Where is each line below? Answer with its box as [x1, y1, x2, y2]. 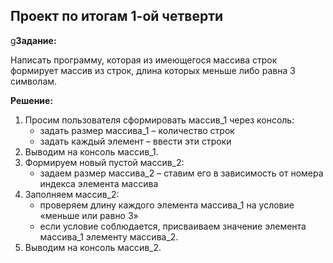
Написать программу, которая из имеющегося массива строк [10, 54, 278, 66]
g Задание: [10, 34, 57, 46]
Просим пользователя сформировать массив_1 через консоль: [24, 114, 295, 126]
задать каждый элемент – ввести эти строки [39, 135, 232, 147]
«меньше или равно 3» [39, 209, 139, 221]
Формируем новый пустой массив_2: [24, 156, 185, 168]
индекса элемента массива [39, 177, 159, 189]
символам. [10, 75, 58, 87]
